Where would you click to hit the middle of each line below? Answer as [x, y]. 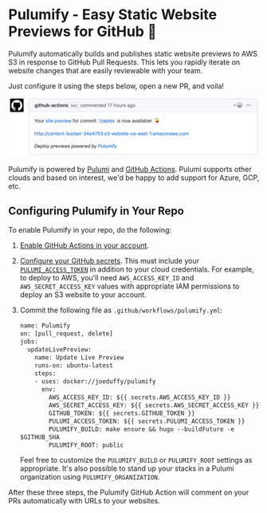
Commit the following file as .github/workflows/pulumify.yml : [121, 310]
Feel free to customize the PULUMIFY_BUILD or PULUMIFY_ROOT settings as [136, 460]
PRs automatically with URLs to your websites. [84, 501]
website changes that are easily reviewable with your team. [106, 70]
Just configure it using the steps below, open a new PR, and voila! [116, 86]
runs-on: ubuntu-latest [74, 366]
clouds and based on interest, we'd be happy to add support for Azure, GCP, [134, 178]
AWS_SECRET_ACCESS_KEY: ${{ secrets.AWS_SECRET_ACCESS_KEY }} [154, 405]
